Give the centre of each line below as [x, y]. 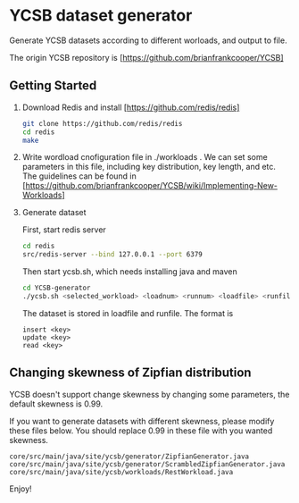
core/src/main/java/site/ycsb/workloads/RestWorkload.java [121, 472]
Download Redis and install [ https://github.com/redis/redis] [131, 107]
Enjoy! [21, 489]
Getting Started [53, 86]
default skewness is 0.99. [56, 404]
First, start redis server [64, 230]
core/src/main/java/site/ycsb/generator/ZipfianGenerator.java [129, 457]
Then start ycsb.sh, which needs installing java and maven [130, 272]
